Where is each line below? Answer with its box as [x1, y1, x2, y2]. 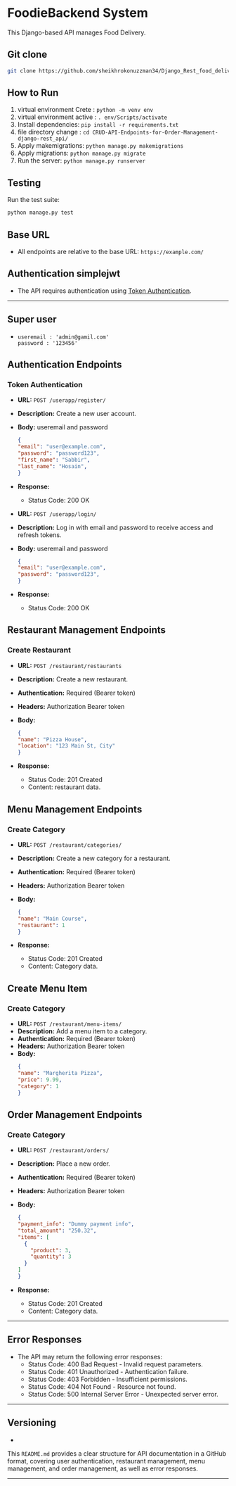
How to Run [7, 87, 59, 99]
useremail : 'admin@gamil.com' [17, 333, 110, 341]
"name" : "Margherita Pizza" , [17, 1069, 103, 1076]
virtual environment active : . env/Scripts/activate [17, 113, 167, 121]
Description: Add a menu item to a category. [17, 1027, 147, 1035]
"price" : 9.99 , [17, 1076, 63, 1083]
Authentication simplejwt [7, 267, 121, 279]
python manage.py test [7, 209, 74, 216]
